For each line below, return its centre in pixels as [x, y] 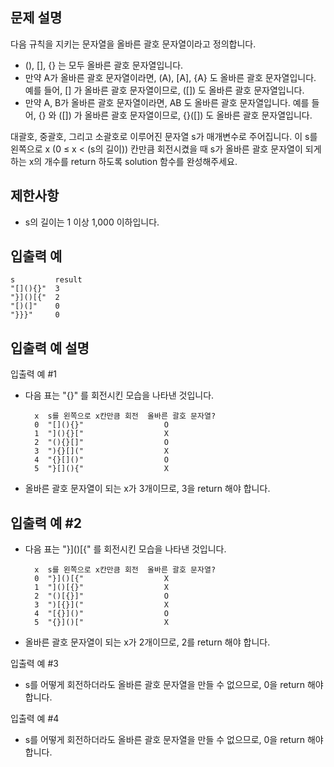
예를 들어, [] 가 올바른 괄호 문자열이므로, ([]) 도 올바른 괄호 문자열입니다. [164, 90]
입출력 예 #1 [33, 374]
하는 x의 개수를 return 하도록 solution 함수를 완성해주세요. [124, 161]
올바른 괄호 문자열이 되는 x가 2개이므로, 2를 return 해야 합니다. [147, 642]
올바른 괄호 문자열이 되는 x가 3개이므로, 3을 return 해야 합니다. [147, 489]
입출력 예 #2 [46, 523]
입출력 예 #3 [34, 664]
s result [46, 280]
